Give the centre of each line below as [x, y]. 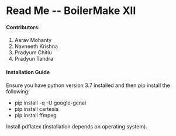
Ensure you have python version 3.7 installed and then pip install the [88, 85]
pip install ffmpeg [35, 115]
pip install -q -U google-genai [50, 103]
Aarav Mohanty [33, 40]
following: [18, 91]
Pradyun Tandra [34, 59]
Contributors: [23, 27]
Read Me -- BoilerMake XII [71, 11]
